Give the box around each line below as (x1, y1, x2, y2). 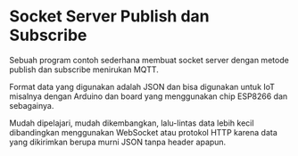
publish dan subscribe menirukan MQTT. (9, 64, 159, 75)
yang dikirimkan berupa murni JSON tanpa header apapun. (9, 136, 227, 147)
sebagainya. (9, 100, 54, 111)
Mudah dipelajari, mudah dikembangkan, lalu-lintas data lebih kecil (9, 118, 254, 128)
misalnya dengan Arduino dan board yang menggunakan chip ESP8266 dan (9, 91, 288, 102)
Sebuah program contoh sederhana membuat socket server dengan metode (9, 54, 290, 65)
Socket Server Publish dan (9, 6, 210, 27)
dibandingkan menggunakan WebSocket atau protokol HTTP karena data (9, 127, 278, 137)
